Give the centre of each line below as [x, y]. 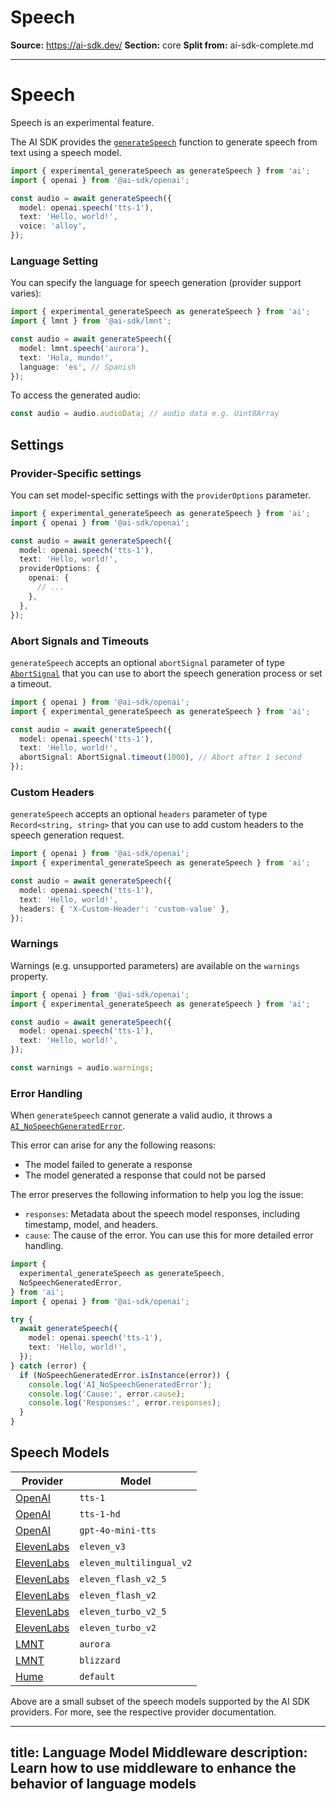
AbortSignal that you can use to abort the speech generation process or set [166, 673]
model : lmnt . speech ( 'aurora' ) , [84, 348]
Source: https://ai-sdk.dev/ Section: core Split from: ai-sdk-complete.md [162, 45]
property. [29, 976]
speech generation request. [67, 835]
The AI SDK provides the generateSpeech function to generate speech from [164, 142]
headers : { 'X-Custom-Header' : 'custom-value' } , [124, 909]
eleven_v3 [102, 1546]
